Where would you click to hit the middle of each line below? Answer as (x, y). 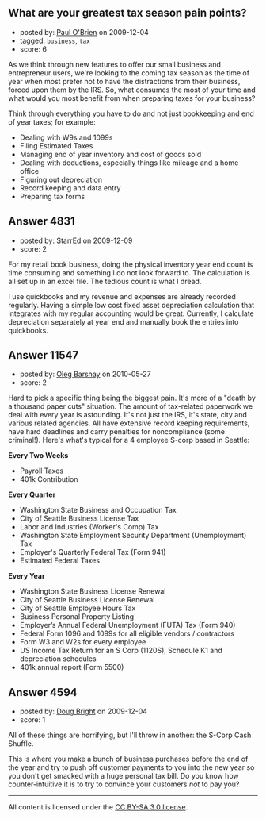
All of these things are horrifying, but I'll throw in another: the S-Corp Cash (130, 735)
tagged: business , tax (55, 40)
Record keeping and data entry (70, 188)
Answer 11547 (44, 355)
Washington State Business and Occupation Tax (98, 510)
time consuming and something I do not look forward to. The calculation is (129, 272)
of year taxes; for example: (52, 121)
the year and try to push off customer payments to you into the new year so (131, 767)
